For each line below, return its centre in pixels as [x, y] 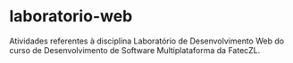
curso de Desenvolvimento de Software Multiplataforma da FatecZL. [135, 50]
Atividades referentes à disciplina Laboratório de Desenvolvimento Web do [146, 41]
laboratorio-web [71, 16]
